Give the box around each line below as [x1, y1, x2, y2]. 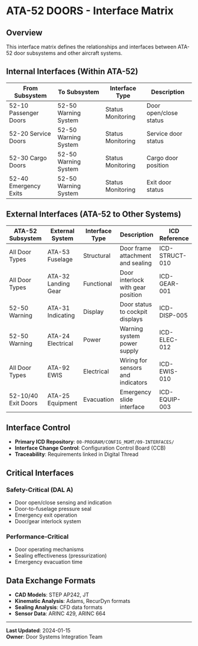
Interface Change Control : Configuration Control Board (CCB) [14, 444, 166, 452]
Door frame [120, 244, 151, 252]
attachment [120, 251, 151, 260]
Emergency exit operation [14, 511, 78, 519]
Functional [83, 279, 113, 287]
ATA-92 [47, 363, 70, 372]
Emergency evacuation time [14, 559, 82, 566]
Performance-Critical [6, 533, 69, 541]
